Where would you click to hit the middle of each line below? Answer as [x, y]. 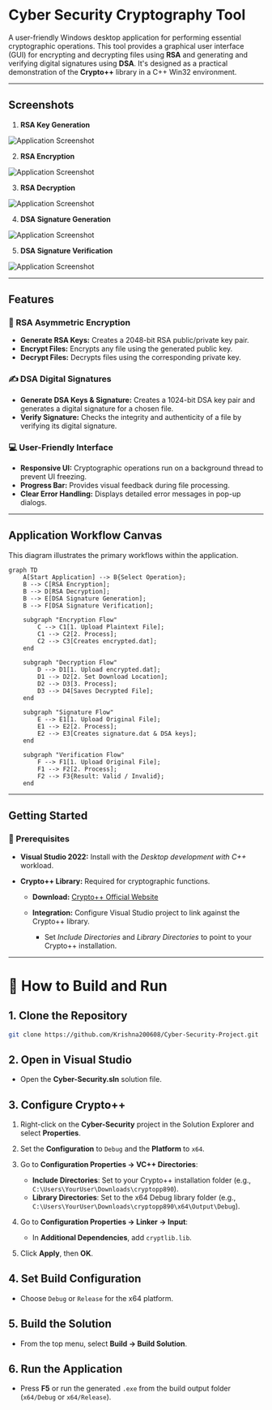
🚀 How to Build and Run [88, 986]
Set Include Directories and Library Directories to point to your [148, 936]
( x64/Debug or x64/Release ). [66, 1397]
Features [31, 299]
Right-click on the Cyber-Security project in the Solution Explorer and [137, 1125]
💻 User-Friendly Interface [61, 447]
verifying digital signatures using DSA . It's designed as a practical [118, 63]
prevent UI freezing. [53, 477]
